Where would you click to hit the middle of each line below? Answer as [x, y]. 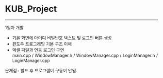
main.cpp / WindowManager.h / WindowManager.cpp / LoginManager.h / [85, 55]
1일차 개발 [15, 27]
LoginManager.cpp [31, 60]
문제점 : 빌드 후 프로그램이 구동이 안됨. [41, 70]
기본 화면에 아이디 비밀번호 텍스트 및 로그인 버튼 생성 [62, 38]
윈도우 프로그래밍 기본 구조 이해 [42, 44]
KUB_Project [31, 9]
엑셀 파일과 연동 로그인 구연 [38, 50]
